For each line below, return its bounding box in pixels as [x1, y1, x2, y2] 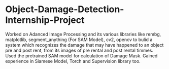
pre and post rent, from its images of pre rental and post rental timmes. [5, 47, 154, 53]
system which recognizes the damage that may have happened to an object [5, 42, 164, 48]
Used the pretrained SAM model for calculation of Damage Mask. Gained [5, 52, 158, 59]
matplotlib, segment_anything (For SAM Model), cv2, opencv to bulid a [5, 37, 153, 43]
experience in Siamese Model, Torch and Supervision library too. [5, 58, 141, 64]
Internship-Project [5, 14, 85, 26]
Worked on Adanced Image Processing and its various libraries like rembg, [5, 31, 161, 37]
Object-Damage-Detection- [5, 4, 124, 15]
